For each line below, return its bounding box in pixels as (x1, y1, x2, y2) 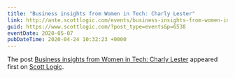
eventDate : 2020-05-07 (7, 29, 73, 37)
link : (7, 17, 23, 24)
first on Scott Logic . (7, 63, 64, 71)
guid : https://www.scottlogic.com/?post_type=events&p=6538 (7, 23, 187, 30)
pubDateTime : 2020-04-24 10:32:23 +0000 (7, 36, 127, 43)
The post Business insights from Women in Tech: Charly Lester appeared (7, 55, 218, 63)
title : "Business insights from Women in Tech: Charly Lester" (7, 10, 196, 17)
